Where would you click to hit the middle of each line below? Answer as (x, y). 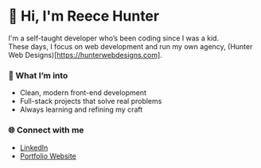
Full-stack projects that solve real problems (91, 101)
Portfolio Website (48, 156)
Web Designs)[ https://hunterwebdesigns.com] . (86, 55)
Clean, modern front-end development (83, 93)
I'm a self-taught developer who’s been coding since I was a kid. (114, 38)
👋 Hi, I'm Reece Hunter (84, 16)
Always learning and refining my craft (81, 109)
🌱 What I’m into (38, 75)
